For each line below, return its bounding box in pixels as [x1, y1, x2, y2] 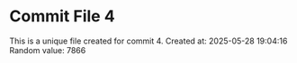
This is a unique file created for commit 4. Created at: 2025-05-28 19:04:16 [9, 35, 288, 46]
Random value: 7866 [9, 44, 86, 55]
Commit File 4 [9, 6, 115, 27]
